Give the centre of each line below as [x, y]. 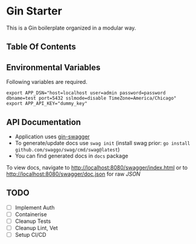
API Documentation [44, 122]
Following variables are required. [47, 82]
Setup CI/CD [30, 235]
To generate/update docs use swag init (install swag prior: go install [103, 143]
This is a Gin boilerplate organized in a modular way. [71, 28]
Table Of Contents [41, 47]
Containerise [31, 214]
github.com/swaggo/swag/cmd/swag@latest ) [67, 149]
